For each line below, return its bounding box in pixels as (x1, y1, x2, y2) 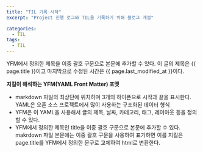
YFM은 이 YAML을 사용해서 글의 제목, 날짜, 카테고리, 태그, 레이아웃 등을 (15, 109, 186, 116)
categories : (6, 26, 37, 32)
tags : (6, 37, 20, 43)
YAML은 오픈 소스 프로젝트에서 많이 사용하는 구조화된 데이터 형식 (15, 101, 170, 108)
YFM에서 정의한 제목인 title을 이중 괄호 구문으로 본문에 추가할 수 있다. (15, 124, 181, 131)
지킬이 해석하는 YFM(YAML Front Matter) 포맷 (6, 80, 119, 88)
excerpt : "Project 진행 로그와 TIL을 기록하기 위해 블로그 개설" (6, 15, 154, 21)
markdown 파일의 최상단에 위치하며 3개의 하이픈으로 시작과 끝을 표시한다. (15, 94, 192, 100)
